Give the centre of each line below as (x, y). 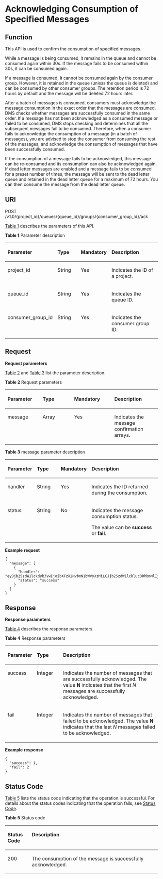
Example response (24, 750)
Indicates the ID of (132, 270)
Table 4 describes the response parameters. (49, 629)
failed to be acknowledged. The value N (108, 721)
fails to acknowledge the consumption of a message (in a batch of (71, 134)
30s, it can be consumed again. (36, 68)
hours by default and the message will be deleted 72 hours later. (69, 93)
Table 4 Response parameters (35, 638)
